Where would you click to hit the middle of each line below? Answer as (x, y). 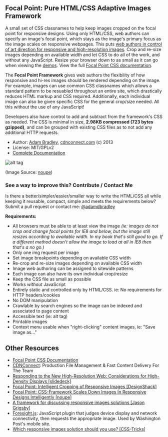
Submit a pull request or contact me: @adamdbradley (60, 206)
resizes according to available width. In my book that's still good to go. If (87, 236)
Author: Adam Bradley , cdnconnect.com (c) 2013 (63, 142)
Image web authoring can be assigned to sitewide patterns (73, 268)
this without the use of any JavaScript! (45, 106)
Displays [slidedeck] (50, 381)
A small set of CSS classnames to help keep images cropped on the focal (80, 28)
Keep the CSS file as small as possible (52, 279)
